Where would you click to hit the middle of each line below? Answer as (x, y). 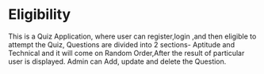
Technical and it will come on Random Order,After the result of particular (126, 53)
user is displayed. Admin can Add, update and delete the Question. (117, 61)
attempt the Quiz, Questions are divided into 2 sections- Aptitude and (122, 44)
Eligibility (40, 15)
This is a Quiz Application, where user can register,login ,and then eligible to (132, 36)
